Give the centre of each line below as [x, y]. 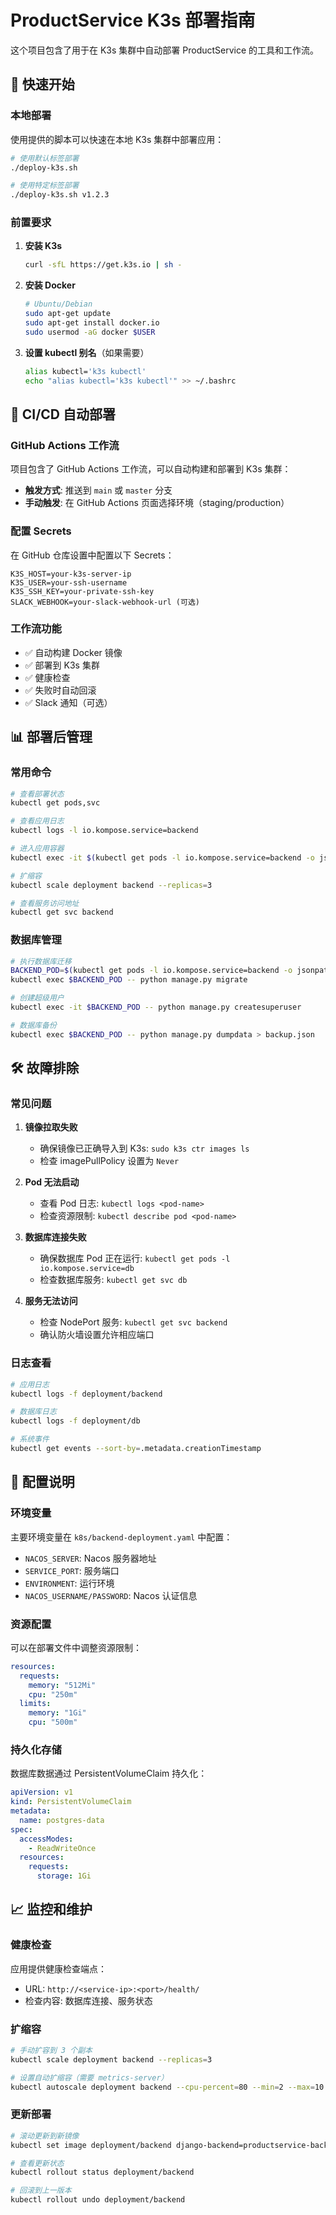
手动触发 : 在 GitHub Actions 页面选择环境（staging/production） [157, 503]
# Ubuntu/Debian [58, 304]
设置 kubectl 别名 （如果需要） [87, 352]
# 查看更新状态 [37, 2163]
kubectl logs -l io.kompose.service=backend [104, 831]
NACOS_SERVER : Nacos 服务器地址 [90, 1558]
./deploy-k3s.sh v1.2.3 [60, 195]
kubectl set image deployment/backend [91, 2145]
